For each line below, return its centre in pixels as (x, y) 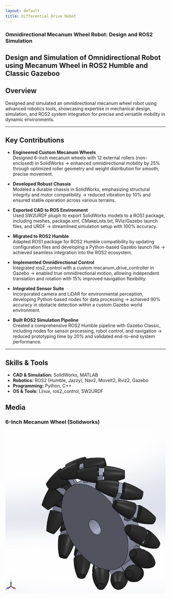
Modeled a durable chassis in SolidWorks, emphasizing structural (81, 189)
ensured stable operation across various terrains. (64, 200)
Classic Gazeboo (33, 73)
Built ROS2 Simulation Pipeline (46, 320)
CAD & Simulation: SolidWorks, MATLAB (55, 375)
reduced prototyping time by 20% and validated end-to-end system (84, 336)
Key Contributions (35, 140)
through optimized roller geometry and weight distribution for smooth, (86, 169)
